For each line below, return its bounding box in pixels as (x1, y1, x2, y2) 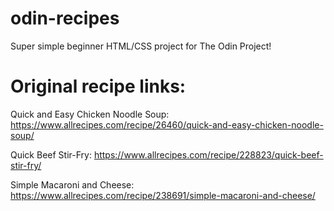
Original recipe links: (10, 75, 187, 98)
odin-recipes (10, 7, 120, 30)
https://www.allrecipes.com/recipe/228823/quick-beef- (93, 148, 324, 161)
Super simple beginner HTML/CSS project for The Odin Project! (10, 40, 272, 52)
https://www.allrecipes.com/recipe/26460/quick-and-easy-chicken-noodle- (10, 118, 324, 131)
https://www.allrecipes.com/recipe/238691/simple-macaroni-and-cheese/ (10, 189, 316, 201)
